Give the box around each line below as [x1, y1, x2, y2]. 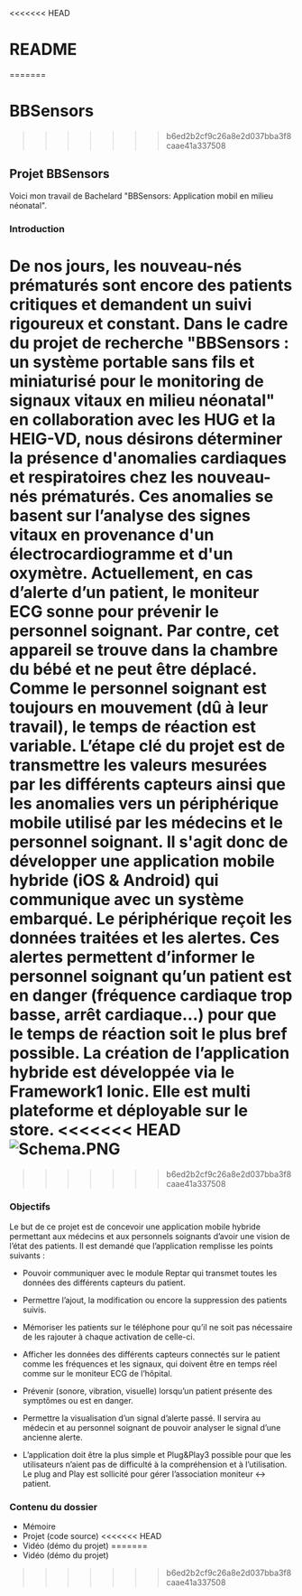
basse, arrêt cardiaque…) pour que [9, 1004, 277, 1024]
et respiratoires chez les [9, 467, 194, 487]
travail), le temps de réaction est [9, 716, 257, 737]
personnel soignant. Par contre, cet [9, 621, 279, 640]
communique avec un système [9, 889, 245, 910]
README [9, 40, 78, 60]
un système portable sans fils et [9, 351, 255, 372]
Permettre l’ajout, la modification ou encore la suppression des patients [22, 1294, 288, 1305]
